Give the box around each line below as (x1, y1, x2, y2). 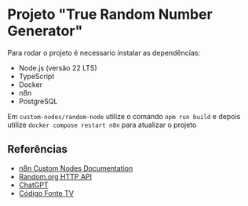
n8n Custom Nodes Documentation (18, 163, 133, 173)
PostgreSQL (18, 96, 58, 106)
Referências (7, 143, 68, 156)
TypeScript (18, 71, 55, 81)
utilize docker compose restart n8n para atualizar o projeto (7, 120, 197, 129)
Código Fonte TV (18, 188, 74, 197)
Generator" (7, 22, 83, 40)
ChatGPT (18, 180, 49, 190)
